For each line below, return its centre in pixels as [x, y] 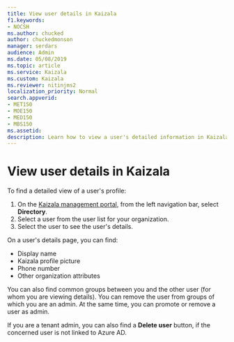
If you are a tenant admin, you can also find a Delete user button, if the [109, 325]
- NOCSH [18, 27]
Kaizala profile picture [49, 261]
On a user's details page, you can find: [63, 240]
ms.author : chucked [36, 33]
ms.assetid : [24, 131]
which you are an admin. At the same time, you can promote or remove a [111, 304]
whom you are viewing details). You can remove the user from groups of [111, 297]
